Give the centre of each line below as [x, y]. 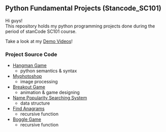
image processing [39, 82]
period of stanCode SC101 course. [41, 31]
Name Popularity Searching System [50, 98]
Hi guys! [14, 20]
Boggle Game [27, 119]
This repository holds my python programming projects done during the [80, 26]
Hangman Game [29, 65]
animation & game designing [50, 92]
